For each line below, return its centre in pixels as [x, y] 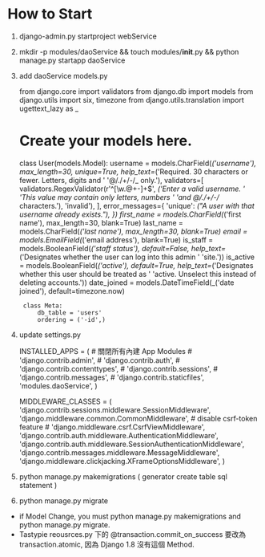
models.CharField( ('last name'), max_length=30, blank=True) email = [133, 231]
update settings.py [50, 335]
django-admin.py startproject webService [88, 36]
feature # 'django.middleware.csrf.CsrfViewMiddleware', [112, 427]
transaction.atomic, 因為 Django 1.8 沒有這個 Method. [107, 544]
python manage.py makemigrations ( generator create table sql [123, 476]
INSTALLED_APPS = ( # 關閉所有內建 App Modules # [106, 351]
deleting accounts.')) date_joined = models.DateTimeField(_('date [126, 283]
